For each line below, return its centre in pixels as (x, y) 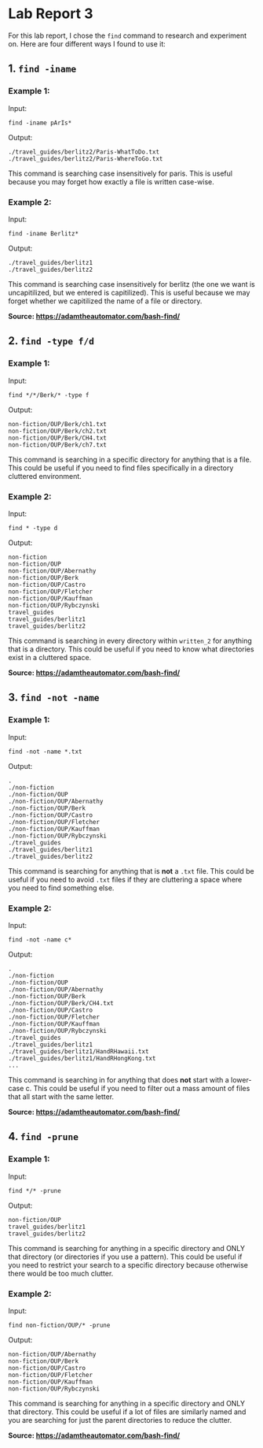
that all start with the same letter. (61, 1097)
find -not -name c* (40, 939)
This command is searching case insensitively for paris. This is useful (121, 173)
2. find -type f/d (51, 341)
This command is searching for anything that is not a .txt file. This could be (131, 871)
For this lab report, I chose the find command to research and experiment (128, 35)
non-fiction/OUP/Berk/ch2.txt (58, 431)
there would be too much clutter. (61, 1273)
